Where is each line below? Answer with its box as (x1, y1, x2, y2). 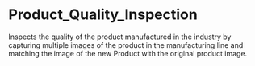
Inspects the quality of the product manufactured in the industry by (8, 32, 232, 41)
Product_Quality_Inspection (8, 6, 198, 24)
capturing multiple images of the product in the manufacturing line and (8, 40, 244, 49)
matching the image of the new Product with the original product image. (8, 49, 248, 58)
